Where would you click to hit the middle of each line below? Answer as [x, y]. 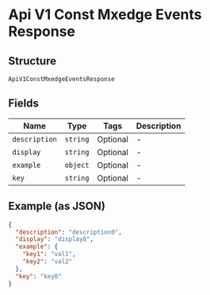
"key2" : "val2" [48, 262]
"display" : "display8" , [54, 239]
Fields [24, 104]
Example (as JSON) [57, 206]
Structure [32, 61]
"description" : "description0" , [69, 232]
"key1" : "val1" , [50, 254]
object [77, 165]
